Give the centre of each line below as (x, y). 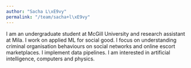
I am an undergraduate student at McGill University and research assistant (96, 33)
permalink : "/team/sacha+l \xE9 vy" (48, 17)
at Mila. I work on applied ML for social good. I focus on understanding (91, 40)
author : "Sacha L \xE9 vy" (36, 11)
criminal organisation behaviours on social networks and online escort (91, 46)
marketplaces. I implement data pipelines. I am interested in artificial (88, 52)
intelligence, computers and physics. (50, 59)
